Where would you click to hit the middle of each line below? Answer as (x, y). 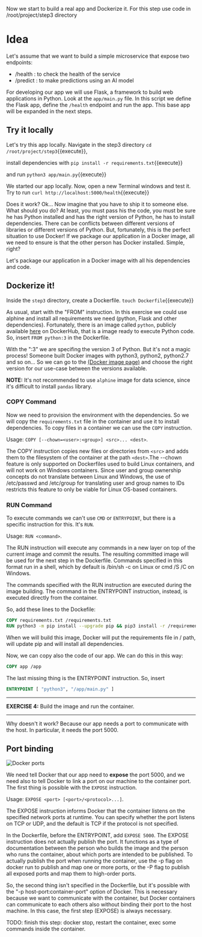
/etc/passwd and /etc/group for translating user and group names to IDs (96, 483)
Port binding (30, 749)
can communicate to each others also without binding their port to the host (99, 905)
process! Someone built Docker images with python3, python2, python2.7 (98, 355)
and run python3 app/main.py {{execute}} (57, 174)
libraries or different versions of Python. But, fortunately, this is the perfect (98, 229)
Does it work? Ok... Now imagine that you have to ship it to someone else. (97, 204)
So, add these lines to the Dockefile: (51, 609)
